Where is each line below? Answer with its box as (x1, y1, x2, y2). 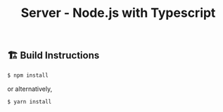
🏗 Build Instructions (7, 49, 100, 61)
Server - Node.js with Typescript (20, 5, 216, 21)
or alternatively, (7, 85, 53, 93)
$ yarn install (7, 98, 52, 105)
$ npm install (7, 72, 49, 79)
